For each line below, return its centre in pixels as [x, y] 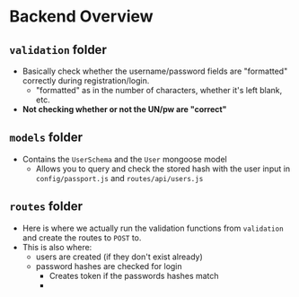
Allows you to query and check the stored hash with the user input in [163, 169]
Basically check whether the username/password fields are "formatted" [155, 71]
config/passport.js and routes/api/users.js [119, 178]
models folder [46, 138]
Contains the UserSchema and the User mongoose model [124, 159]
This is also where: [57, 247]
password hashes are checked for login [109, 266]
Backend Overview [82, 17]
